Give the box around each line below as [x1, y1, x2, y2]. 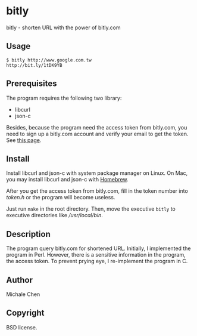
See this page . [6, 136, 42, 144]
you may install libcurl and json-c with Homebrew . [6, 176, 129, 183]
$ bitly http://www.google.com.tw [6, 57, 92, 63]
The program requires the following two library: [6, 94, 122, 101]
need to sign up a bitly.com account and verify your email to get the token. [6, 130, 189, 137]
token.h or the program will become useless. [6, 194, 115, 201]
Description [6, 229, 51, 239]
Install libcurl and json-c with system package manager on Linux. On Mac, [6, 169, 188, 177]
